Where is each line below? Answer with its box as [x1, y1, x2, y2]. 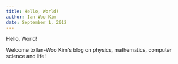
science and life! [6, 53, 46, 60]
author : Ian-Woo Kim [6, 14, 57, 20]
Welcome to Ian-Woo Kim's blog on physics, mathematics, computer [6, 47, 172, 54]
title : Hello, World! [6, 8, 59, 15]
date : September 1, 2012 [6, 19, 67, 25]
